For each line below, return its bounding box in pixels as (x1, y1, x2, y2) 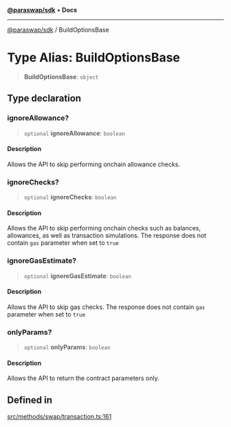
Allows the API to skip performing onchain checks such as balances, (7, 224, 201, 232)
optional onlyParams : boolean (23, 343, 111, 351)
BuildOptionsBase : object (23, 72, 99, 81)
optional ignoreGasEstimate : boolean (23, 272, 132, 280)
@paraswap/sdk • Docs (7, 6, 78, 14)
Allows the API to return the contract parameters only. (7, 374, 159, 382)
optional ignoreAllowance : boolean (23, 129, 126, 137)
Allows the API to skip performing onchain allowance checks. (7, 160, 181, 168)
